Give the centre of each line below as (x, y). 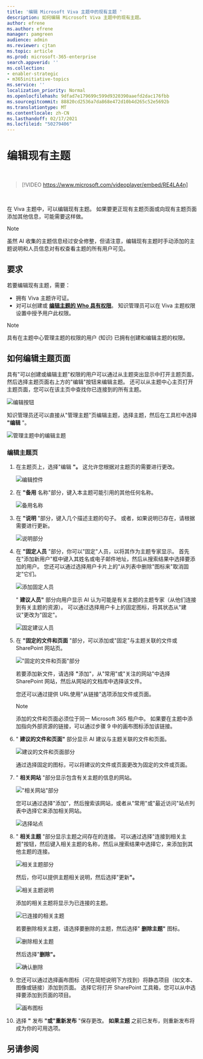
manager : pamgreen (30, 34)
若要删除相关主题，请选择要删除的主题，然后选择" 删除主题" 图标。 (99, 929)
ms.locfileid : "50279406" (39, 124)
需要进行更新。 (34, 526)
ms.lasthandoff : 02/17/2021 (42, 118)
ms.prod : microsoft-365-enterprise (52, 57)
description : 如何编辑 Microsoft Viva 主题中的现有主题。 (76, 18)
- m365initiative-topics (38, 79)
